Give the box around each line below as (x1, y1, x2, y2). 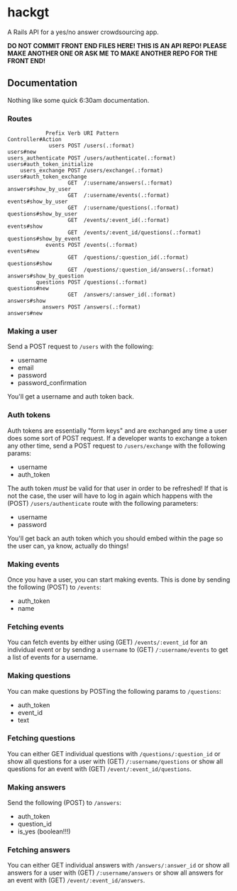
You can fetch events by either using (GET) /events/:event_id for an (7, 638, 208, 646)
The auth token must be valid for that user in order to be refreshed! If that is (7, 484, 228, 492)
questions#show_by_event (7, 236, 81, 243)
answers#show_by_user (7, 186, 72, 193)
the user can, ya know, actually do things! (7, 541, 129, 550)
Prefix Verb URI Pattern (45, 130, 119, 137)
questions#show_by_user (7, 211, 78, 218)
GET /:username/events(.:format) (67, 192, 170, 199)
